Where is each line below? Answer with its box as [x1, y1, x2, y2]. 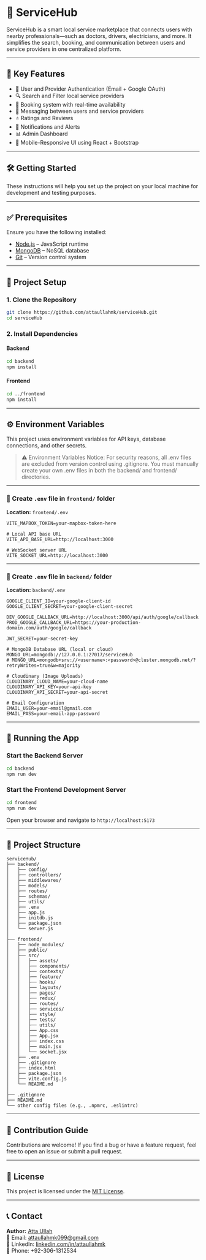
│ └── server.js [6, 925, 53, 932]
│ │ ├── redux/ [6, 995, 56, 1001]
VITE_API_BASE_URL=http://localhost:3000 [6, 536, 114, 542]
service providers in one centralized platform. [6, 45, 121, 53]
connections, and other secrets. [6, 442, 87, 449]
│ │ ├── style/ [6, 1011, 56, 1018]
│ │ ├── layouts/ [6, 985, 62, 991]
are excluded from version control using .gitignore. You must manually [21, 460, 199, 468]
